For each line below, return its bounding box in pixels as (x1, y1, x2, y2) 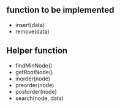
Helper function (6, 45, 68, 56)
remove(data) (15, 28, 50, 35)
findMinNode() (15, 61, 53, 69)
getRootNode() (15, 68, 53, 75)
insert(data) (15, 21, 45, 28)
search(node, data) (15, 94, 64, 102)
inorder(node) (15, 75, 51, 82)
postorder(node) (15, 88, 57, 95)
